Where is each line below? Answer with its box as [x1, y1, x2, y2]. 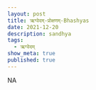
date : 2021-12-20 [7, 23, 59, 30]
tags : [7, 37, 23, 44]
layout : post [7, 10, 46, 18]
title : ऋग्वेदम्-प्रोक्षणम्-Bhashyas [7, 17, 90, 24]
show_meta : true [7, 50, 55, 57]
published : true [7, 57, 55, 64]
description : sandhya [7, 30, 72, 38]
